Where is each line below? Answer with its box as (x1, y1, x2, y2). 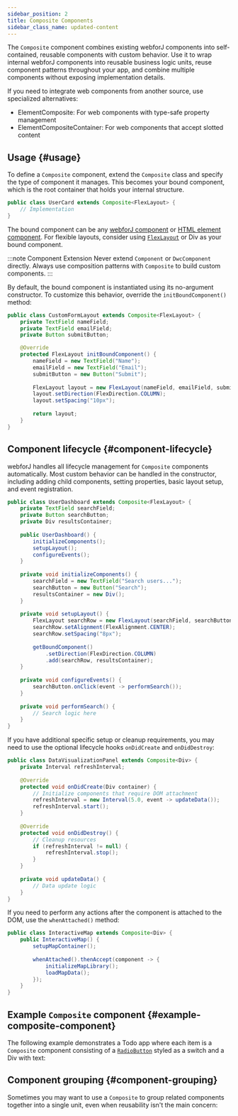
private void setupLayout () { (20, 611, 110, 618)
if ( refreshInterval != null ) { (33, 843, 129, 850)
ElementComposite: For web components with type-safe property (17, 108, 210, 117)
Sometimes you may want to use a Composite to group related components (7, 1093, 225, 1101)
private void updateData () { (20, 875, 106, 882)
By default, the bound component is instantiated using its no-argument (7, 283, 214, 291)
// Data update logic (33, 882, 97, 890)
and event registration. (7, 484, 74, 493)
